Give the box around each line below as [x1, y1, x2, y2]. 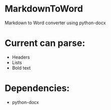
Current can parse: [5, 37, 85, 49]
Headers [12, 54, 30, 60]
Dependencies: [5, 83, 70, 94]
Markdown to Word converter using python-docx [5, 20, 106, 26]
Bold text [12, 65, 31, 71]
